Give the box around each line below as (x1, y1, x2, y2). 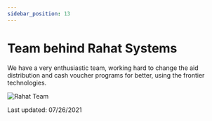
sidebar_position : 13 (7, 10, 71, 17)
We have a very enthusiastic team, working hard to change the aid (7, 64, 199, 72)
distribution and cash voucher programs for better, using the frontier (7, 71, 205, 79)
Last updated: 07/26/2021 (7, 106, 82, 114)
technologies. (7, 78, 47, 87)
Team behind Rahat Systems (7, 40, 178, 56)
